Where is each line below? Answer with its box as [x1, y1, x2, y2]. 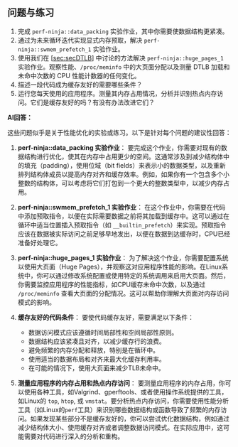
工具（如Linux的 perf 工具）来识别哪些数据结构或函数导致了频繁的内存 [17, 405, 221, 414]
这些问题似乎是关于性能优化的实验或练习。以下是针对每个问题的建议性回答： [7, 128, 232, 136]
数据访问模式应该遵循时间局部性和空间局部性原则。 [28, 328, 178, 336]
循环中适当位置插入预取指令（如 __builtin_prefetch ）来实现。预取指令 [17, 220, 227, 229]
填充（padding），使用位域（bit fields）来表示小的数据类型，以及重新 [23, 161, 226, 169]
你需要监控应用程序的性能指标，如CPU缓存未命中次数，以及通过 [17, 280, 206, 289]
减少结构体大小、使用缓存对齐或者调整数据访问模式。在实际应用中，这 [17, 423, 224, 431]
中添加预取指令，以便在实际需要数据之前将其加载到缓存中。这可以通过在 [17, 212, 229, 220]
